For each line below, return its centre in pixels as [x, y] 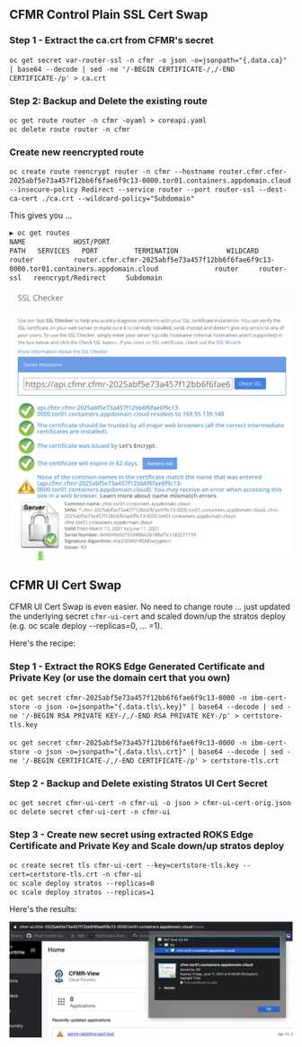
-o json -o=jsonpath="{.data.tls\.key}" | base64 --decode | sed [158, 707]
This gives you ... [41, 216]
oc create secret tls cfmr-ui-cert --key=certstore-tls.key [124, 866]
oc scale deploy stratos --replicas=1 [82, 893]
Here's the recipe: [43, 643]
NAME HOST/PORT [60, 242]
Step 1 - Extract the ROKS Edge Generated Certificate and [137, 667]
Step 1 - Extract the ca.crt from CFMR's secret [111, 40]
